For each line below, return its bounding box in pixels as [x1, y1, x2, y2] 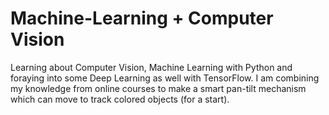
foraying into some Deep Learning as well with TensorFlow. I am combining [10, 72, 320, 84]
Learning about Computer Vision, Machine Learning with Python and [10, 61, 293, 73]
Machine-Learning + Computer [10, 7, 274, 30]
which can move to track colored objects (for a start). [10, 93, 230, 105]
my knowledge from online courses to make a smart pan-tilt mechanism [10, 82, 307, 94]
